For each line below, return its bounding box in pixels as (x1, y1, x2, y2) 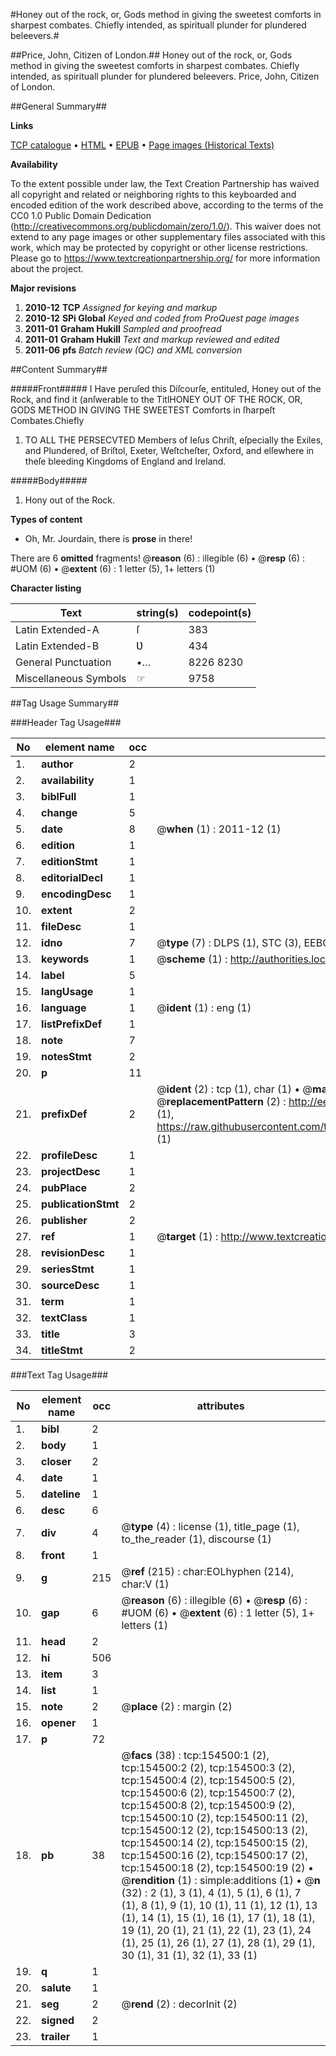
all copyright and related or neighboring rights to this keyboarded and (10, 189, 297, 200)
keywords (41, 952, 90, 966)
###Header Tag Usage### (10, 717, 122, 728)
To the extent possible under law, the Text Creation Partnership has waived (10, 178, 320, 189)
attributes (196, 1399, 245, 1413)
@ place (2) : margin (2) (121, 1700, 233, 1713)
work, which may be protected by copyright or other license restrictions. (10, 242, 308, 253)
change (41, 806, 78, 819)
